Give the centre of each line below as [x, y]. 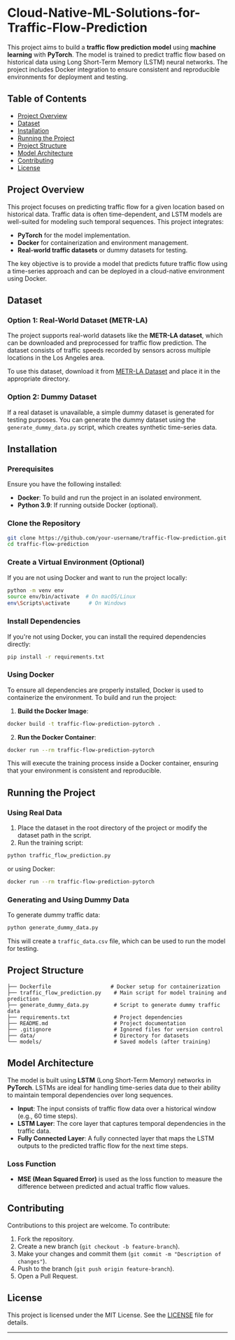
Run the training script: [50, 843]
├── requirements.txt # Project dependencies [95, 1017]
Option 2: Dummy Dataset [52, 397]
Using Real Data [35, 812]
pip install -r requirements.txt [56, 657]
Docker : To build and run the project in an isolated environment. [109, 498]
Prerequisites [30, 469]
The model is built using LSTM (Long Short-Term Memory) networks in [109, 1080]
